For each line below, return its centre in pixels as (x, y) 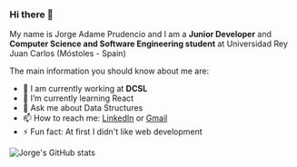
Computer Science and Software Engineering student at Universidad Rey (149, 44)
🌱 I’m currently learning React (78, 98)
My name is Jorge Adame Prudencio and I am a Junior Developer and (141, 34)
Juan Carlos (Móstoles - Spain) (68, 54)
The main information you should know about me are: (109, 71)
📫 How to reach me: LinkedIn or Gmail (95, 118)
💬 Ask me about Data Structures (83, 108)
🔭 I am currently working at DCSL (85, 89)
